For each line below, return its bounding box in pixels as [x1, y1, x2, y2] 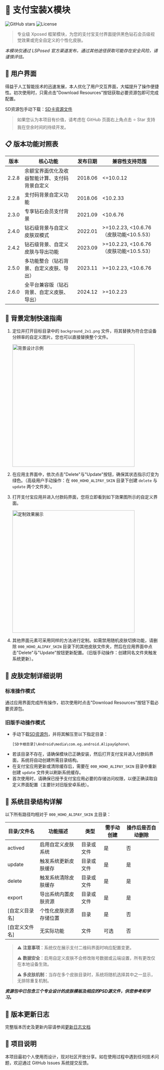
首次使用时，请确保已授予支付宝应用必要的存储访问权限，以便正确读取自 [12, 775, 158, 782]
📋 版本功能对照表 [5, 140, 59, 149]
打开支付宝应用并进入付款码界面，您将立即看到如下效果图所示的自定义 [12, 494, 154, 500]
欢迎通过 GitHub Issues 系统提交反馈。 [13, 1060, 91, 1066]
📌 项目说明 [5, 1040, 37, 1048]
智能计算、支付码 [29, 174, 69, 181]
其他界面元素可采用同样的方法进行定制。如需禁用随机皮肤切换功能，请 [12, 638, 154, 644]
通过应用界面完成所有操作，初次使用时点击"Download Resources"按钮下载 [5, 699, 155, 706]
